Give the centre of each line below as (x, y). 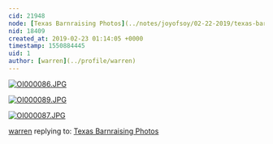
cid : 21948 (27, 16)
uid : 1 (19, 53)
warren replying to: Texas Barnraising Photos (84, 131)
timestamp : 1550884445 (47, 46)
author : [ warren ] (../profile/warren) (72, 61)
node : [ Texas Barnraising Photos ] (67, 23)
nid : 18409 (27, 31)
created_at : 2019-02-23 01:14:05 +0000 (76, 38)
